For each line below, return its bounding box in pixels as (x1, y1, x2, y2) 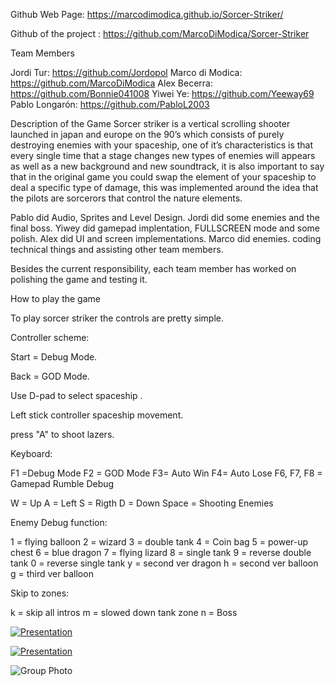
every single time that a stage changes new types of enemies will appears (10, 150, 316, 161)
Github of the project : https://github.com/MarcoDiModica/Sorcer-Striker (10, 28, 310, 39)
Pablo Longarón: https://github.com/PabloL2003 (10, 99, 210, 110)
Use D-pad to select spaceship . (10, 390, 143, 401)
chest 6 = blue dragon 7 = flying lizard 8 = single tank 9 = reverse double (10, 547, 312, 558)
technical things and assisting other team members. (10, 244, 224, 255)
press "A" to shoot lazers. (10, 429, 115, 440)
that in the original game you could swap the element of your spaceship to (10, 171, 317, 183)
